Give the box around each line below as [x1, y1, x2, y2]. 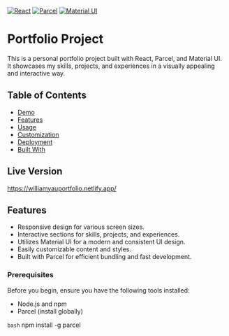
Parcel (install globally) [17, 307, 84, 315]
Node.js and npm [17, 300, 67, 308]
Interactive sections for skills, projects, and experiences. [17, 230, 180, 239]
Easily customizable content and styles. [17, 245, 131, 253]
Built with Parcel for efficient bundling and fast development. [17, 253, 192, 261]
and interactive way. [7, 69, 66, 77]
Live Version [7, 165, 63, 178]
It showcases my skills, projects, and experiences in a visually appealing [7, 62, 215, 70]
